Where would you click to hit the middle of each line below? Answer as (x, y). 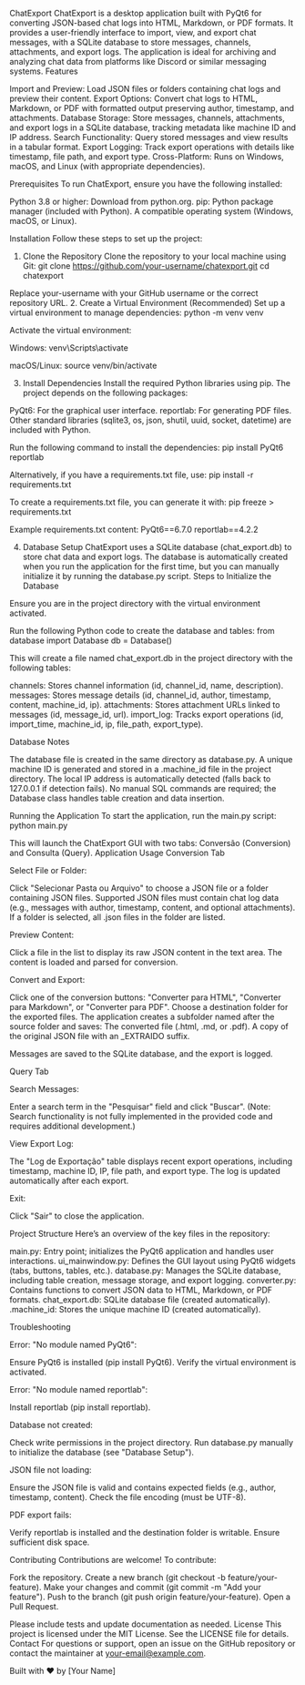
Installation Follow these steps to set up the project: (106, 239)
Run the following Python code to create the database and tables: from (142, 631)
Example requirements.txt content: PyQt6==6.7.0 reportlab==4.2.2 (134, 529)
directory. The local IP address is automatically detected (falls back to (140, 779)
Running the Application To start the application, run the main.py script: (143, 816)
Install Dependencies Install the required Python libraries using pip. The (157, 383)
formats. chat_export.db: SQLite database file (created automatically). (140, 1300)
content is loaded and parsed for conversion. (94, 962)
